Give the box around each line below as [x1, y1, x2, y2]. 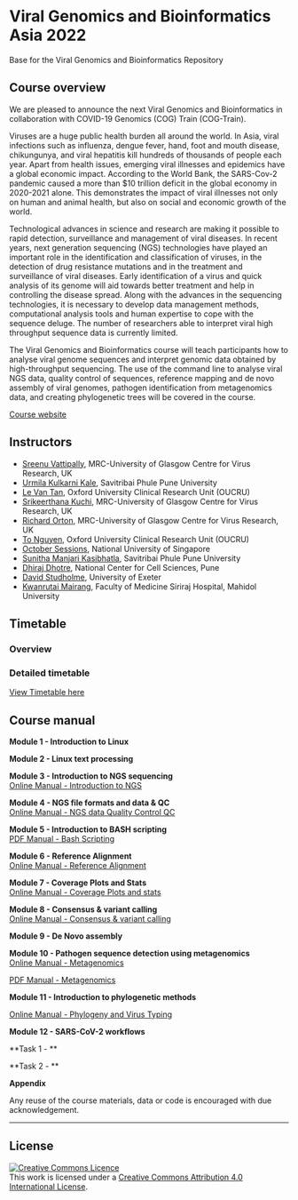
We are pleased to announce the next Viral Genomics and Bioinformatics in [9, 104, 283, 115]
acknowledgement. [9, 1104, 80, 1115]
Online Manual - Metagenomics [9, 957, 124, 968]
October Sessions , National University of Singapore [21, 543, 211, 554]
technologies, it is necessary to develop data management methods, [9, 299, 260, 309]
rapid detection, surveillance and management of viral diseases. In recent [9, 233, 278, 244]
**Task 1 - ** [9, 1043, 58, 1054]
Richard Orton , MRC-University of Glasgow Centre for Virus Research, [21, 515, 279, 525]
